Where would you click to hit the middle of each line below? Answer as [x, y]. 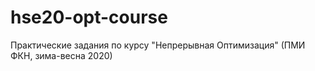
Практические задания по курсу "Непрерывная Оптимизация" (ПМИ [158, 45]
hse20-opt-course [89, 17]
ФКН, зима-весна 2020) [61, 55]
